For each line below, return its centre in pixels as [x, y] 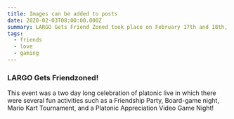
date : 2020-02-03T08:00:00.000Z [54, 20]
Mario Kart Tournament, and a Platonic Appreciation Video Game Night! [111, 108]
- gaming [26, 54]
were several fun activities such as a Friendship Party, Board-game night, [113, 101]
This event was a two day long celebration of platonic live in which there [112, 93]
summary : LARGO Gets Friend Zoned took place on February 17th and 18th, [118, 27]
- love [23, 46]
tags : [15, 33]
